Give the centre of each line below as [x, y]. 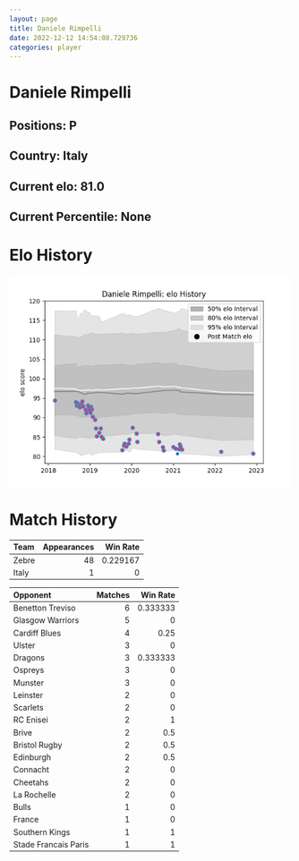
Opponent [32, 594]
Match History [64, 520]
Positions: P [43, 125]
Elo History [51, 256]
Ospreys [29, 670]
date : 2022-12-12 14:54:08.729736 [74, 38]
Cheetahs [31, 782]
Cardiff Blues [37, 633]
